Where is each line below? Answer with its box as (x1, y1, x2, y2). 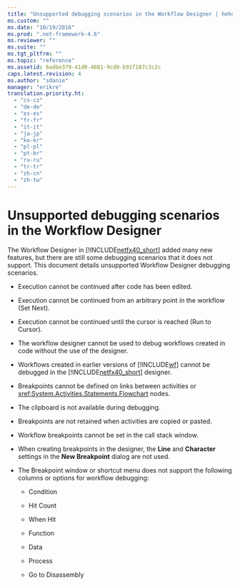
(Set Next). (17, 304, 50, 313)
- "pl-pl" (14, 143, 43, 151)
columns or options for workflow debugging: (17, 474, 149, 483)
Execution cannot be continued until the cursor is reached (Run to (17, 318, 212, 326)
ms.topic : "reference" (7, 57, 75, 64)
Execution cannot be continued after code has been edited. (17, 283, 193, 291)
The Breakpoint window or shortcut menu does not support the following (17, 466, 232, 475)
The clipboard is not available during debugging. (17, 403, 161, 412)
